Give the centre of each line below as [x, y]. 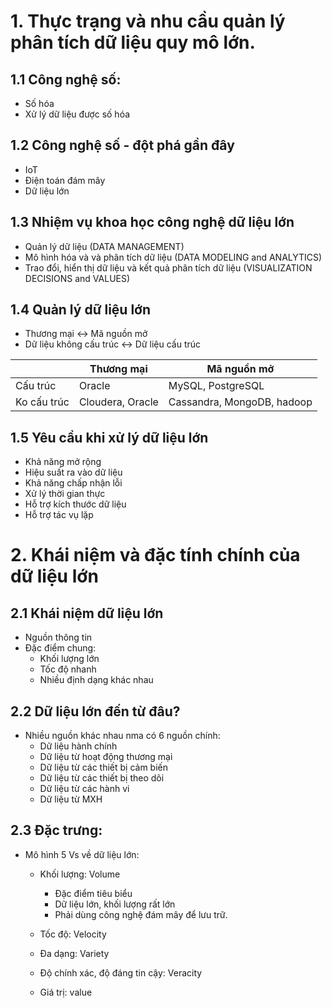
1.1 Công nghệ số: [66, 79]
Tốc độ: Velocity [73, 934]
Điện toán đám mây [65, 180]
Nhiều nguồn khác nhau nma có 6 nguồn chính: [122, 736]
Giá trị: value [66, 992]
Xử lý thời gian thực [65, 494]
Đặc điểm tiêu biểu [93, 893]
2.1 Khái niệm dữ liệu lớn [87, 613]
